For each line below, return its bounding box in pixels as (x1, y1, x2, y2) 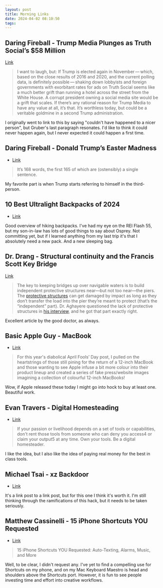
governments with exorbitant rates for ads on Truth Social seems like (17, 84, 155, 90)
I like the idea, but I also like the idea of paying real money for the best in (5, 451, 151, 457)
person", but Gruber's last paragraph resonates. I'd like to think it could (5, 125, 147, 131)
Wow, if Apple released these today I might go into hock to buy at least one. (5, 384, 157, 390)
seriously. (5, 503, 25, 509)
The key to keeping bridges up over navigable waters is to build (17, 282, 145, 288)
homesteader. (17, 441, 45, 447)
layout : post (5, 7, 32, 12)
